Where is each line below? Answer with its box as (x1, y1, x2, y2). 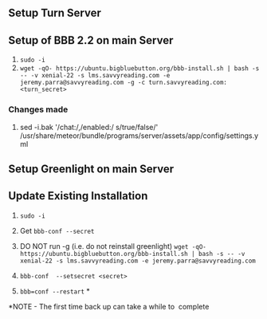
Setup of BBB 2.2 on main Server (8, 33, 174, 47)
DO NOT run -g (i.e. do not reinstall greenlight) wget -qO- (19, 241, 207, 250)
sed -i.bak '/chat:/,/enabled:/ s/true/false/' (19, 122, 159, 132)
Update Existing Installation (8, 189, 148, 203)
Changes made (8, 104, 69, 115)
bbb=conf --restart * (19, 286, 90, 296)
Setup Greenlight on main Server (8, 162, 174, 175)
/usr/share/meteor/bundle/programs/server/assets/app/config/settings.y (19, 131, 259, 140)
